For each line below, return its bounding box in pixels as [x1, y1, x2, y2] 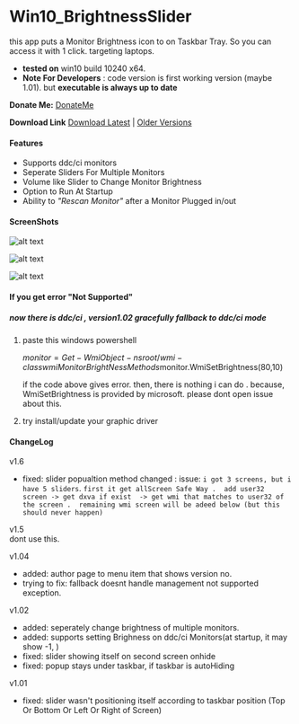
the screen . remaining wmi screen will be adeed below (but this [22, 500, 280, 509]
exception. [22, 587, 62, 598]
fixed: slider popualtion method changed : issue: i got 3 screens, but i [22, 473, 292, 484]
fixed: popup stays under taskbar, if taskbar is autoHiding [22, 660, 235, 671]
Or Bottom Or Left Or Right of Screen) [22, 705, 163, 716]
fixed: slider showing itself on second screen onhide [22, 651, 216, 662]
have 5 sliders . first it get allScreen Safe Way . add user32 [22, 483, 265, 494]
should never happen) [22, 508, 103, 517]
